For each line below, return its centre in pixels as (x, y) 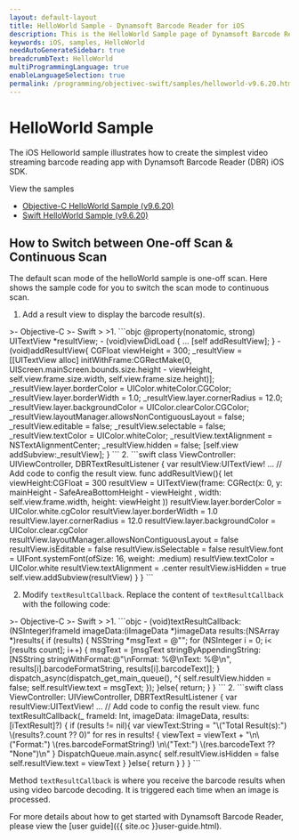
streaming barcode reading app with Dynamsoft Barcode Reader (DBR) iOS (147, 162)
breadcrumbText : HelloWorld (61, 59)
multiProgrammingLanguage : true (69, 68)
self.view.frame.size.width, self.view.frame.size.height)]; (112, 379)
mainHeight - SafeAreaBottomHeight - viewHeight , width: (116, 493)
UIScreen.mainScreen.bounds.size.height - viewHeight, (111, 369)
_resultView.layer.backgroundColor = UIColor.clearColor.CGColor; (129, 408)
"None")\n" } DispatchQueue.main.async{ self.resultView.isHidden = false (144, 754)
